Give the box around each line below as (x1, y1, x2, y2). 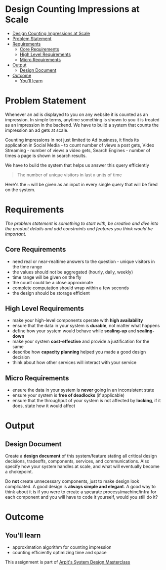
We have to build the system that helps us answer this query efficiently (5, 162, 149, 168)
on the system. (5, 187, 36, 193)
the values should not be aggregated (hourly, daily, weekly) (12, 269, 133, 275)
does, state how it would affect (12, 403, 76, 409)
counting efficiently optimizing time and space (12, 550, 107, 556)
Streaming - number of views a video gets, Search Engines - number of (5, 147, 151, 153)
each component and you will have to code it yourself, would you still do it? (5, 494, 158, 500)
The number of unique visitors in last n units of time (17, 172, 122, 178)
